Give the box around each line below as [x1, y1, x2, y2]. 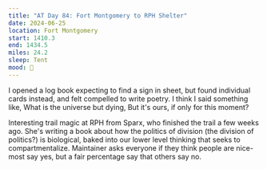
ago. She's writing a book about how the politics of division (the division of [8, 126, 254, 136]
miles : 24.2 [8, 49, 48, 57]
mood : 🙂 [8, 64, 34, 72]
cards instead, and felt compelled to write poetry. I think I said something [8, 93, 249, 104]
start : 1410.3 [8, 33, 56, 42]
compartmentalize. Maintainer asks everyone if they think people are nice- [8, 143, 254, 152]
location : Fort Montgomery [8, 26, 98, 34]
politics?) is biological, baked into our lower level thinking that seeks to [8, 135, 241, 144]
